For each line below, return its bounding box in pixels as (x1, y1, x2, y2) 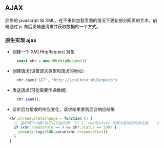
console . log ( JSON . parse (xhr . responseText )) (18, 129, 108, 134)
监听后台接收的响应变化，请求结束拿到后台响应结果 (12, 106, 115, 112)
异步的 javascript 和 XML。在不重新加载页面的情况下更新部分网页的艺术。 (5, 17, 153, 23)
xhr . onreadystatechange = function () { (9, 116, 93, 121)
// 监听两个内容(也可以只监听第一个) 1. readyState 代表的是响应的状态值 (14, 120, 149, 126)
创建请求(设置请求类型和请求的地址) (12, 68, 84, 74)
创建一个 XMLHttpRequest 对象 (12, 49, 75, 55)
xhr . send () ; (17, 97, 41, 102)
